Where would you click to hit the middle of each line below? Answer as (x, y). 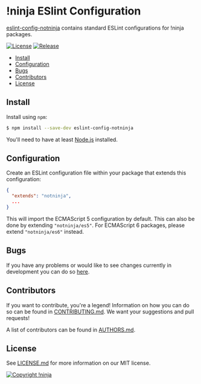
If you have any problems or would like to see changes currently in (89, 265)
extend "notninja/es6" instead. (45, 231)
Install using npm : (27, 117)
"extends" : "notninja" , (41, 196)
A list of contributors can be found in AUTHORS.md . (71, 330)
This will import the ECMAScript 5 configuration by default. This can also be (101, 219)
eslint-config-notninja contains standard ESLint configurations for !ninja (95, 28)
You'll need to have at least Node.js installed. (62, 139)
